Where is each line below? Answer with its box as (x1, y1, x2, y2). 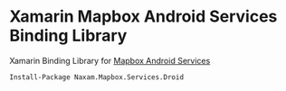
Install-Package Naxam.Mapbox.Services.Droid (9, 72, 184, 82)
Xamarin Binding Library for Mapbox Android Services (9, 55, 211, 66)
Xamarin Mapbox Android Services (9, 6, 278, 27)
